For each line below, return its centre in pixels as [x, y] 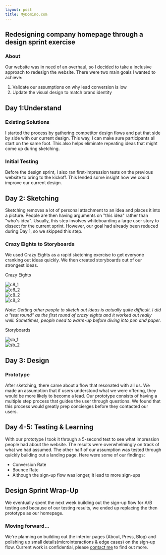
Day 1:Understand [33, 108]
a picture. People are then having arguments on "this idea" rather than [77, 215]
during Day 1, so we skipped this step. [44, 231]
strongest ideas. [22, 265]
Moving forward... [27, 526]
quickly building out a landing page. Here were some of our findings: [75, 455]
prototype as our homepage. [34, 513]
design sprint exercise [40, 42]
